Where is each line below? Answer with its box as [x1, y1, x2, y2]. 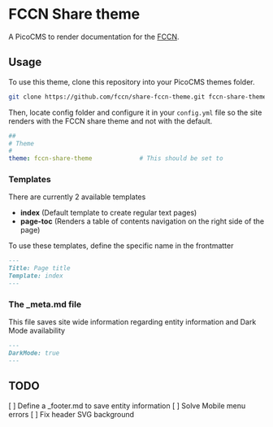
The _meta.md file [8, 298, 82, 310]
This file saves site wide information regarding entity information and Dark [8, 317, 257, 327]
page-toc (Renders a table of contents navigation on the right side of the [19, 216, 265, 226]
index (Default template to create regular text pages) [19, 208, 197, 218]
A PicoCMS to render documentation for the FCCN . [8, 32, 180, 41]
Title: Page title [8, 264, 71, 272]
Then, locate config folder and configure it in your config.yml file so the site [8, 107, 262, 117]
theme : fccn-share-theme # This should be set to [8, 155, 223, 163]
